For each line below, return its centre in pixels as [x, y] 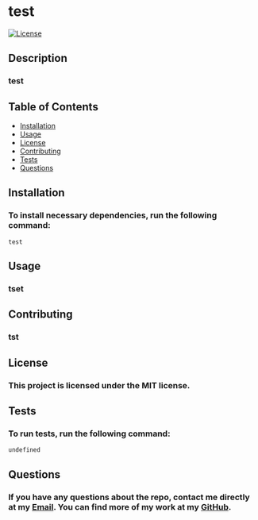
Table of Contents [54, 107]
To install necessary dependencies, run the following [113, 215]
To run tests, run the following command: [89, 433]
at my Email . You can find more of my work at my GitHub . [120, 507]
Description [38, 58]
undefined [25, 450]
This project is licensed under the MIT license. [99, 385]
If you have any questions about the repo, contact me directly [129, 497]
